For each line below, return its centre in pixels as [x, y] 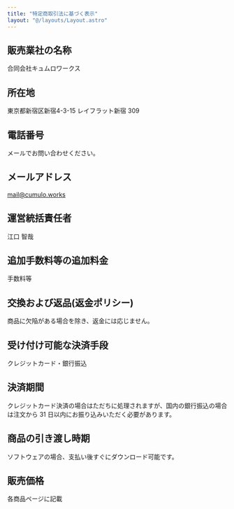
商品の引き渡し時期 [49, 439]
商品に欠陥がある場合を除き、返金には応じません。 [80, 321]
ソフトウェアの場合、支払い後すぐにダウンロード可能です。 [93, 457]
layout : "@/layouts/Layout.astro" [58, 20]
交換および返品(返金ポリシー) [71, 302]
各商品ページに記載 [35, 499]
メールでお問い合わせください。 [53, 153]
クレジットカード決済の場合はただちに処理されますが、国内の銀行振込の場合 [117, 406]
